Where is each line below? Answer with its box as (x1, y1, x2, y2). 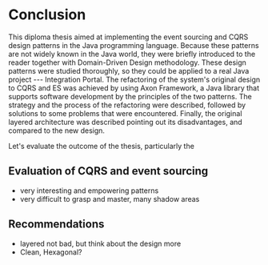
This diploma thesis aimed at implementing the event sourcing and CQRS (8, 32, 249, 42)
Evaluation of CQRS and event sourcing (8, 164, 209, 178)
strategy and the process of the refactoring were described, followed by (8, 100, 246, 110)
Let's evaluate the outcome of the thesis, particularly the (8, 141, 194, 151)
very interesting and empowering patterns (19, 186, 159, 195)
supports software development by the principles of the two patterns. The (8, 91, 252, 101)
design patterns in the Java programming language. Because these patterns (8, 40, 259, 50)
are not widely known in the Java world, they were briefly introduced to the (8, 49, 256, 58)
